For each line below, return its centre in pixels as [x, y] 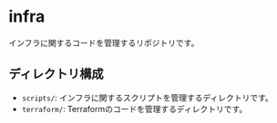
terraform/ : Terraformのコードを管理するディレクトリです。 [134, 109]
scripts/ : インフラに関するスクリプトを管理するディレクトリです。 [148, 98]
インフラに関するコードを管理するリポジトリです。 [104, 43]
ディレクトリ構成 [56, 74]
